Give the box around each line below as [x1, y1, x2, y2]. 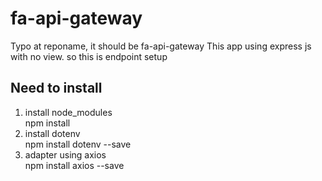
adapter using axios [24, 148, 107, 161]
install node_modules [24, 106, 113, 118]
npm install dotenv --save [24, 138, 132, 150]
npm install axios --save [24, 159, 125, 171]
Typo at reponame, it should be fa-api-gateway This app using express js [10, 40, 312, 52]
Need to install [10, 80, 103, 97]
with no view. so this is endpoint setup [10, 50, 168, 62]
